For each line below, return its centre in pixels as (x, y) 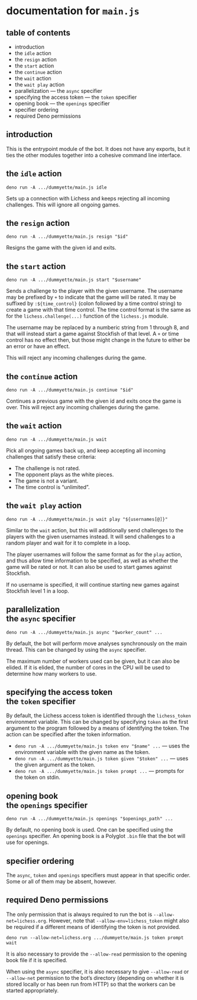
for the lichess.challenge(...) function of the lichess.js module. (87, 316)
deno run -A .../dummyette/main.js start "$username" (74, 280)
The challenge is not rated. (47, 468)
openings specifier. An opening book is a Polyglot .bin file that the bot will (96, 836)
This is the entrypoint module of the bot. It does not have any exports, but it (98, 148)
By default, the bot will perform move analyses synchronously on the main (97, 643)
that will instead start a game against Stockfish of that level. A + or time (93, 334)
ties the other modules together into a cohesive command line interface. (94, 155)
